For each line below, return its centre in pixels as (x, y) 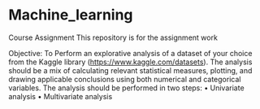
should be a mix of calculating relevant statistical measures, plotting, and (130, 70)
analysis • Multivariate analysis (61, 96)
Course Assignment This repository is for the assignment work (113, 37)
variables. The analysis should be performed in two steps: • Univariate (127, 88)
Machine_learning (71, 15)
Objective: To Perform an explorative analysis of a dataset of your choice (130, 53)
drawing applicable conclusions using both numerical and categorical (125, 79)
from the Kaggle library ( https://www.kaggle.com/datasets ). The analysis (130, 62)
